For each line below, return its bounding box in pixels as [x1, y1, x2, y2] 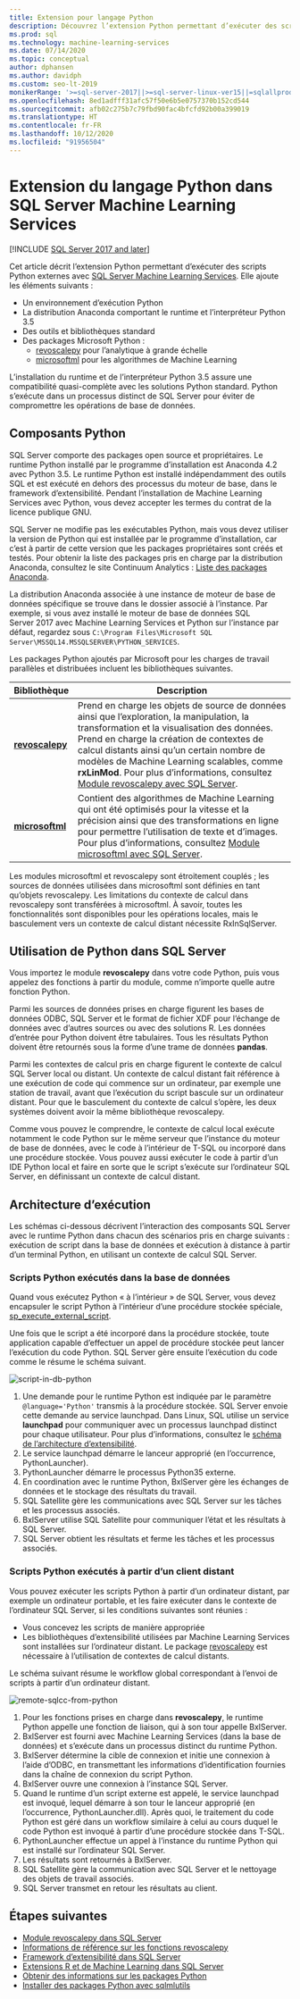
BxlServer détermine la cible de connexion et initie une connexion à [21, 1750, 271, 1761]
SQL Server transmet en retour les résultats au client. [21, 1882, 218, 1894]
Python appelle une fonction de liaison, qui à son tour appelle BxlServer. [21, 1721, 287, 1732]
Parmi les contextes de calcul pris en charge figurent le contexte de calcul [9, 1059, 283, 1070]
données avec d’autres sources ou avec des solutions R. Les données [9, 1023, 266, 1033]
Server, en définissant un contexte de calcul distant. [9, 1171, 201, 1182]
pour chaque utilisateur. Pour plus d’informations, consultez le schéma [21, 1429, 282, 1440]
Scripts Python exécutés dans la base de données [9, 1272, 230, 1284]
